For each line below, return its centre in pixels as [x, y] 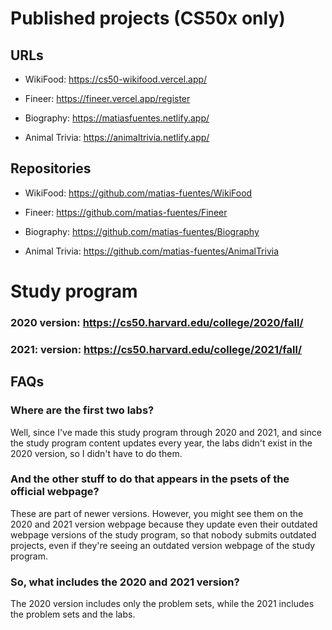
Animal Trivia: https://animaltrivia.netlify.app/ [117, 137]
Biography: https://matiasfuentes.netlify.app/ [117, 118]
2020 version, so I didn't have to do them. [96, 453]
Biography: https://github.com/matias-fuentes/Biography [142, 231]
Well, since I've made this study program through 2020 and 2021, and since [166, 432]
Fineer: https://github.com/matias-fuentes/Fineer [126, 212]
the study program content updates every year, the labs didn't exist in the [161, 443]
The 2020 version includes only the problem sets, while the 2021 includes [162, 604]
